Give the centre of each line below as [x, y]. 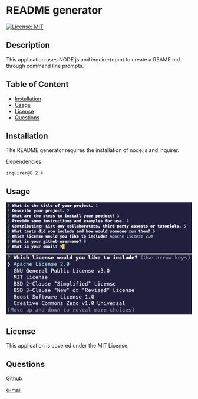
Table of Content [37, 84]
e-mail [14, 390]
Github [14, 378]
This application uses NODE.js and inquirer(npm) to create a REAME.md [93, 59]
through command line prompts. [45, 66]
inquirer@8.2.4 [25, 173]
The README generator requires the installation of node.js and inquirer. [93, 150]
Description [28, 45]
